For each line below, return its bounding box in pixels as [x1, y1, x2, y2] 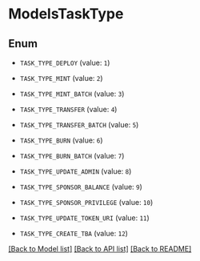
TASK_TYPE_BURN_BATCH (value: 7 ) [19, 151, 125, 160]
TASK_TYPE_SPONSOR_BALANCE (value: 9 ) [19, 182, 142, 191]
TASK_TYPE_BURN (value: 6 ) [19, 135, 103, 145]
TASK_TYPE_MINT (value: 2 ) [19, 74, 103, 82]
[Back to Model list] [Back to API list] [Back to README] [8, 244, 192, 253]
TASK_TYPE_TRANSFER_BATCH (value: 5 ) [19, 120, 139, 129]
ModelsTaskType [8, 5, 124, 23]
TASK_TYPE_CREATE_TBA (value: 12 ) [19, 229, 128, 238]
